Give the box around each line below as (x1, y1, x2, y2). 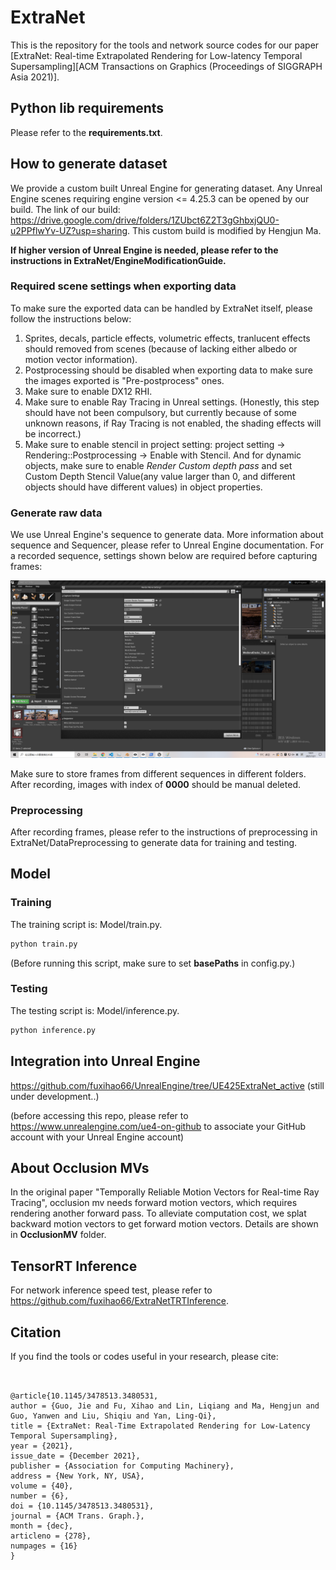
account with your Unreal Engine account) (10, 1131, 185, 1143)
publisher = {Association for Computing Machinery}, (10, 1461, 235, 1471)
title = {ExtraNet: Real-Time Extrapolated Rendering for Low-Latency (10, 1421, 311, 1431)
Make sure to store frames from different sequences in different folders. (10, 767, 307, 780)
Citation (10, 1324, 62, 1341)
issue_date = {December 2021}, (10, 1451, 141, 1461)
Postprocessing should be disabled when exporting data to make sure (24, 364, 313, 376)
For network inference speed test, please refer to (10, 1284, 213, 1296)
